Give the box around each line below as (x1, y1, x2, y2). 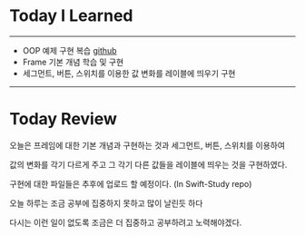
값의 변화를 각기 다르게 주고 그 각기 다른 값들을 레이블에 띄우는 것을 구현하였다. (9, 159, 288, 170)
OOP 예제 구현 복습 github (22, 44, 117, 55)
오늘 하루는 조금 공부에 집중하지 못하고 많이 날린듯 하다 (9, 197, 203, 209)
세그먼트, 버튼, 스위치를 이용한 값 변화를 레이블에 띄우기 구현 (22, 67, 236, 78)
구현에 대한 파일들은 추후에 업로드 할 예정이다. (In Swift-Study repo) (9, 178, 252, 189)
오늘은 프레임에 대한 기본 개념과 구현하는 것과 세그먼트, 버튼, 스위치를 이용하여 (9, 140, 286, 151)
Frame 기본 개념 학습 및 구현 (22, 56, 124, 67)
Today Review (9, 109, 118, 130)
